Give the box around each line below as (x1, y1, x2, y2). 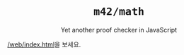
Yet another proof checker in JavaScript (60, 25, 178, 34)
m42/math (93, 5, 145, 18)
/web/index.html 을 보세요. (7, 40, 81, 49)
